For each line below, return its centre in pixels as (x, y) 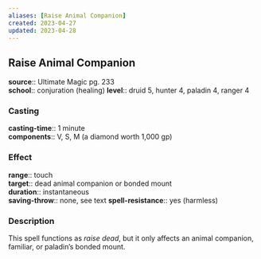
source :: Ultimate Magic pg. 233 (62, 82)
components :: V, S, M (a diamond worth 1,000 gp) (90, 137)
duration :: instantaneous (49, 191)
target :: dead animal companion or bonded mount (90, 183)
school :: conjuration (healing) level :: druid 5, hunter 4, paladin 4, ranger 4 (129, 90)
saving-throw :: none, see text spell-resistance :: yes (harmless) (113, 200)
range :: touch (31, 175)
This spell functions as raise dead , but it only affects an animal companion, (131, 238)
